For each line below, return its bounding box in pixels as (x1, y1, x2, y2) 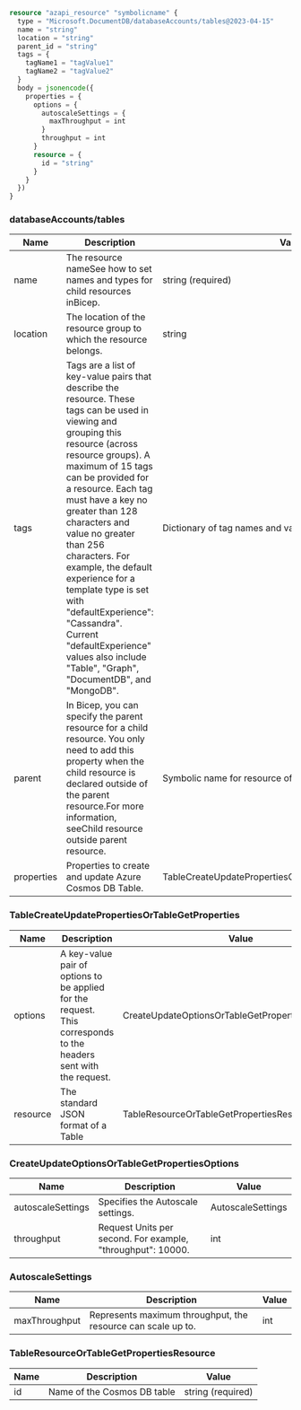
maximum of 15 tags (65, 460, 154, 473)
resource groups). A (65, 449, 150, 461)
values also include (65, 651, 147, 663)
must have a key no (65, 494, 148, 506)
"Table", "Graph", (65, 662, 140, 675)
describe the (65, 381, 119, 394)
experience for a (65, 573, 136, 585)
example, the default (65, 561, 152, 574)
